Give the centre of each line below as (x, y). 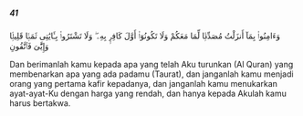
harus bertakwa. (40, 103)
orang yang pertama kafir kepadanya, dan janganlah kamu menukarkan (144, 83)
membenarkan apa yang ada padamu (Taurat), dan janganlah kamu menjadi (151, 74)
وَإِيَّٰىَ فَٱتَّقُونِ (29, 46)
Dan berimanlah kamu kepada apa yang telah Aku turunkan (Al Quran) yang (151, 64)
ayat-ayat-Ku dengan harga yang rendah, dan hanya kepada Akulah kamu (148, 93)
